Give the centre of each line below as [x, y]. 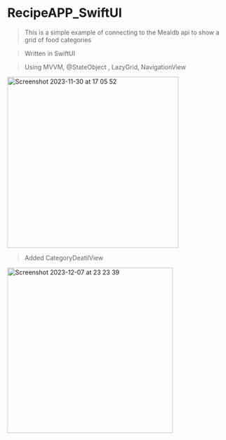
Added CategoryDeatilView [64, 258]
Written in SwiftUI [50, 53]
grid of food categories [58, 39]
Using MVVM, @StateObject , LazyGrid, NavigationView [105, 67]
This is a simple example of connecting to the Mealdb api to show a [122, 32]
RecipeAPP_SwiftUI [65, 13]
